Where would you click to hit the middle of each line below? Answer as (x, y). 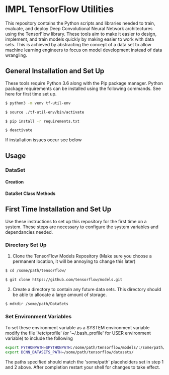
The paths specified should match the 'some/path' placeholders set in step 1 (84, 362)
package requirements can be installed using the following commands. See (83, 88)
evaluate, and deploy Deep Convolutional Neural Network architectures (79, 28)
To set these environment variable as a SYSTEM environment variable (77, 327)
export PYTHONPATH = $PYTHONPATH (38, 347)
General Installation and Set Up (55, 71)
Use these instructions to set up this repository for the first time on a (76, 221)
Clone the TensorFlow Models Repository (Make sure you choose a (82, 256)
